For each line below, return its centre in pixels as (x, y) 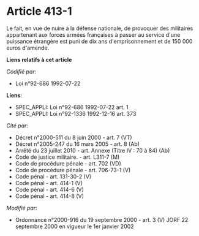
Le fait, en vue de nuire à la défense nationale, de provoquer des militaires (100, 28)
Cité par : (17, 125)
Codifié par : (21, 71)
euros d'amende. (28, 48)
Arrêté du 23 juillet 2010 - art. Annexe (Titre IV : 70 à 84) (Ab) (92, 150)
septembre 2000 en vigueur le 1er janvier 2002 (74, 226)
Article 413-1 (39, 11)
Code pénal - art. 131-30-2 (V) (53, 177)
